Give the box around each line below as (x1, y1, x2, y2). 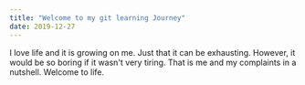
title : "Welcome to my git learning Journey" (9, 13, 185, 23)
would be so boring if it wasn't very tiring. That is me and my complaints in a (9, 57, 297, 68)
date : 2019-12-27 (9, 22, 76, 31)
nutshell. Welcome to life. (9, 66, 105, 78)
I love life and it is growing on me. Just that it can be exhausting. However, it (9, 47, 296, 58)
